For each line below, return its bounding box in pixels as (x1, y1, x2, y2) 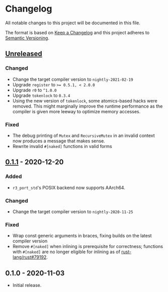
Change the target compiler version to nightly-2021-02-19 (12, 76, 133, 82)
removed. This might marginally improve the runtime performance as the (12, 103, 163, 109)
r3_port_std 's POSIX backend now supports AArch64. (12, 184, 126, 190)
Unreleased (5, 50, 43, 58)
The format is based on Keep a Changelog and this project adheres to (5, 29, 150, 35)
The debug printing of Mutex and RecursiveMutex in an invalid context (12, 132, 155, 138)
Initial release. (12, 282, 42, 288)
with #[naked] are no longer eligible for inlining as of (12, 249, 121, 255)
